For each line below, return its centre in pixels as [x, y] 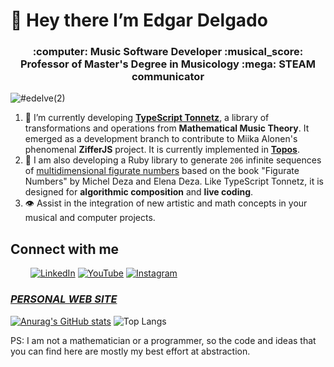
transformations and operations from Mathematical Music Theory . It [167, 128]
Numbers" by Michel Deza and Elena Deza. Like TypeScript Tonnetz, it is [174, 181]
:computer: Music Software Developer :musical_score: [168, 52]
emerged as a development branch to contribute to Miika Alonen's [161, 139]
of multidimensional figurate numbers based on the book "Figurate [162, 171]
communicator [168, 77]
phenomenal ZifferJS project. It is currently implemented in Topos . [162, 150]
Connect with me [65, 249]
